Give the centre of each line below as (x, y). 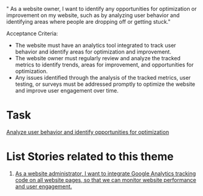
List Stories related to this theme (90, 157)
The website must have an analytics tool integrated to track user (95, 45)
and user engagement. (43, 186)
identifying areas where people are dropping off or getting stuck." (88, 22)
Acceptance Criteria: (32, 33)
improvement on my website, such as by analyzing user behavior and (93, 15)
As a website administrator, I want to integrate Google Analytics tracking (105, 173)
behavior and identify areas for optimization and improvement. (93, 52)
